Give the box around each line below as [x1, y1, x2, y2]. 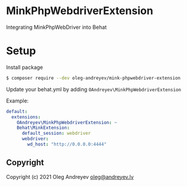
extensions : [11, 114, 41, 120]
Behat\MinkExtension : [17, 125, 70, 131]
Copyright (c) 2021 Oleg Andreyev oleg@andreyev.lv [6, 173, 134, 180]
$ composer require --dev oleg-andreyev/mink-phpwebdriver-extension [6, 75, 181, 81]
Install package [6, 64, 43, 71]
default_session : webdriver [21, 131, 91, 137]
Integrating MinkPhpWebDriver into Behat [6, 24, 107, 31]
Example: [6, 97, 29, 104]
